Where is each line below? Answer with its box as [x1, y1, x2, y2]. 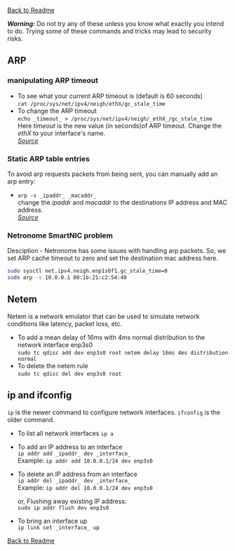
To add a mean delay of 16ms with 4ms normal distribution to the [17, 333, 206, 341]
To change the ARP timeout [17, 107, 97, 115]
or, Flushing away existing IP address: [17, 497, 127, 505]
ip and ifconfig [7, 389, 72, 402]
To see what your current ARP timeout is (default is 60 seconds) [17, 91, 203, 100]
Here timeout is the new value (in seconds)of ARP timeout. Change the [17, 121, 222, 130]
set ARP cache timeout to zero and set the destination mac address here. [7, 254, 219, 262]
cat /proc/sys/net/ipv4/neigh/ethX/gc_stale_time [17, 100, 166, 107]
